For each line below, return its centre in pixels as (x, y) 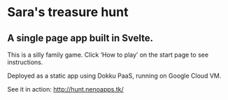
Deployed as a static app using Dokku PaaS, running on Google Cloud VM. (114, 76)
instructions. (25, 62)
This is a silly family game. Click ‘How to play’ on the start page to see (108, 55)
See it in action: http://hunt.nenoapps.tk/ (65, 89)
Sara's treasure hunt (68, 12)
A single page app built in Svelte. (80, 38)
